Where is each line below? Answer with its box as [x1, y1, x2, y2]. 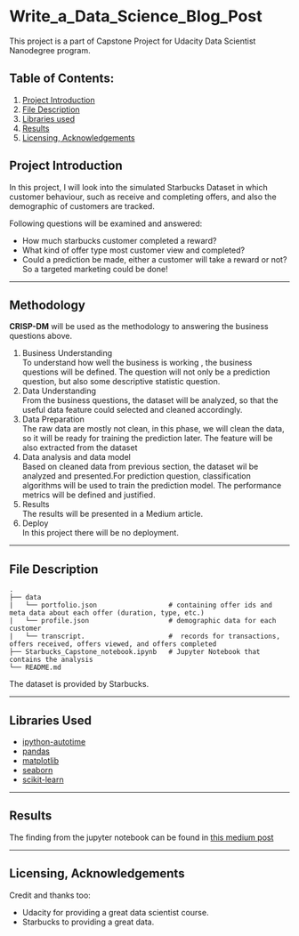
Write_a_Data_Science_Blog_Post [9, 6, 263, 27]
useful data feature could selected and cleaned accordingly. [21, 405, 243, 416]
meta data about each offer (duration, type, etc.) [9, 609, 205, 617]
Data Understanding [21, 385, 96, 397]
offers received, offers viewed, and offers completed [9, 640, 217, 649]
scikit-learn [21, 774, 64, 785]
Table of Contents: [9, 71, 115, 86]
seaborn [21, 765, 53, 775]
